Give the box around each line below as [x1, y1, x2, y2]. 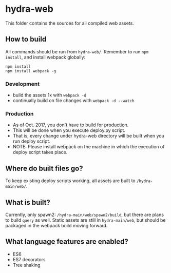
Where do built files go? [5, 164, 83, 172]
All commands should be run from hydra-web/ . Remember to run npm [5, 48, 149, 54]
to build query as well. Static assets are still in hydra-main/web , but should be [5, 217, 166, 223]
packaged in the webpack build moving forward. [5, 222, 108, 228]
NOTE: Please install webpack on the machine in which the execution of [12, 144, 165, 150]
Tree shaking [12, 262, 41, 268]
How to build [5, 35, 47, 44]
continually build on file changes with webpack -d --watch [12, 98, 135, 104]
